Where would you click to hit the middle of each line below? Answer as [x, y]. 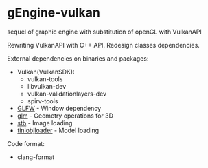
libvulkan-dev [47, 86]
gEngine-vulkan [54, 13]
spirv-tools [43, 101]
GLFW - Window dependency [59, 108]
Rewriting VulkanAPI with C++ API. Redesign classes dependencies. [104, 45]
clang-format [36, 157]
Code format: [26, 143]
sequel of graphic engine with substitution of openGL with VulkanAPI [105, 32]
